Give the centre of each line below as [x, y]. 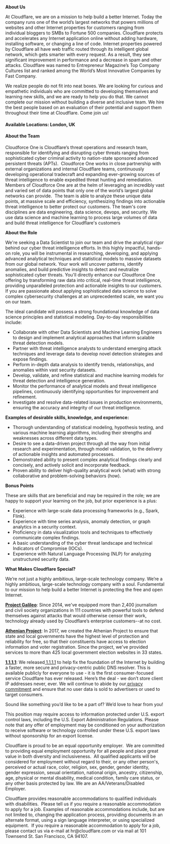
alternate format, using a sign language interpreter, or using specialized [80, 820]
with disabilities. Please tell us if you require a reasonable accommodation [83, 804]
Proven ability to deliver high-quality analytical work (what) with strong [87, 470]
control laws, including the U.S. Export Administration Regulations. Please [82, 719]
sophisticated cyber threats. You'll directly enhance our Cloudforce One [80, 274]
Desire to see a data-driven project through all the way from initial [81, 443]
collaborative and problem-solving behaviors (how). [67, 476]
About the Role [21, 232]
